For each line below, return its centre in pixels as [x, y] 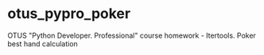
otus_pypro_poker [69, 14]
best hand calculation [43, 43]
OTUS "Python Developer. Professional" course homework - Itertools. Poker [132, 35]
